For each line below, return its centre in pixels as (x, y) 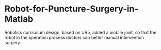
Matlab (19, 19)
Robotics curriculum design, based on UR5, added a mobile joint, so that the (80, 32)
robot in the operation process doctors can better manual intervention (74, 37)
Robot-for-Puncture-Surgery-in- (72, 9)
